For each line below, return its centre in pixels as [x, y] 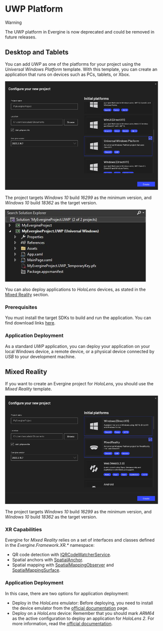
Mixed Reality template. [29, 389]
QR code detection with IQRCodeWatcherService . [62, 555]
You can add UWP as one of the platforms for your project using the [73, 64]
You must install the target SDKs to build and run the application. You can [78, 318]
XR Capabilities [24, 529]
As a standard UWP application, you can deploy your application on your [78, 346]
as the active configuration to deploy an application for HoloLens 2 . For [83, 618]
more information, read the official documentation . [62, 623]
